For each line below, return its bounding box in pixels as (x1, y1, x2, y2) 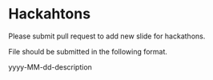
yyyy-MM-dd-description (8, 62, 92, 72)
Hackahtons (8, 5, 90, 23)
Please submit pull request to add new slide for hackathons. (8, 31, 206, 41)
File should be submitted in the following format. (8, 46, 168, 56)
